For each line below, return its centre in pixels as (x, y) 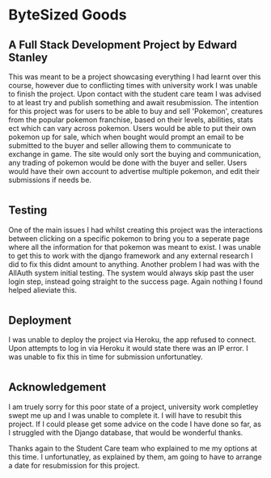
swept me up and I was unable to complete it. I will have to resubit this (125, 415)
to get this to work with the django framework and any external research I (131, 256)
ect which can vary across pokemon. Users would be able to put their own (132, 128)
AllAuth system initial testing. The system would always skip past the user (131, 273)
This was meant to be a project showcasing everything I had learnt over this (135, 77)
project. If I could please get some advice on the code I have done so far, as (135, 424)
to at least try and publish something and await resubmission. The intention (133, 102)
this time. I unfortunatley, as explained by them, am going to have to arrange (135, 457)
